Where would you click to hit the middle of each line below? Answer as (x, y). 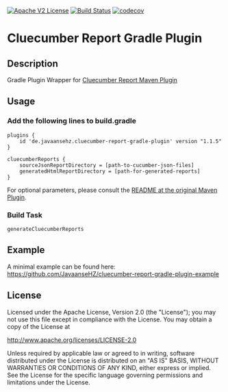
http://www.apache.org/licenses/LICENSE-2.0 (72, 340)
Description (33, 63)
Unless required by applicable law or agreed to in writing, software (101, 353)
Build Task (25, 215)
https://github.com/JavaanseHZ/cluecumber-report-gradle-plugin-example (113, 273)
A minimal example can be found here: (61, 267)
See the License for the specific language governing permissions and (105, 375)
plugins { (21, 135)
